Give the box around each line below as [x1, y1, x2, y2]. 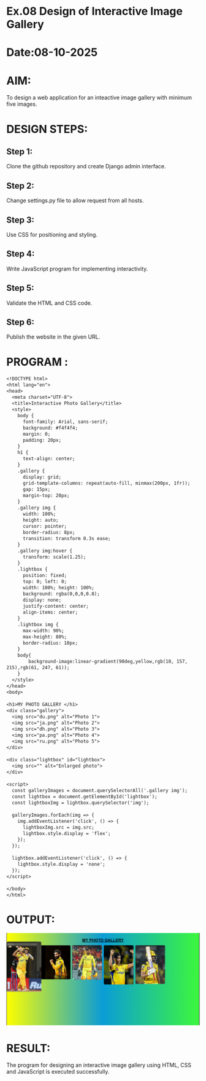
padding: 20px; [22, 438, 62, 444]
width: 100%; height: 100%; [22, 585, 95, 591]
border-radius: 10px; [22, 640, 78, 647]
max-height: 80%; [22, 634, 67, 640]
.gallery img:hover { [17, 548, 72, 554]
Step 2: [6, 180, 35, 191]
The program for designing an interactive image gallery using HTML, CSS [6, 1061, 192, 1069]
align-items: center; [22, 610, 78, 616]
